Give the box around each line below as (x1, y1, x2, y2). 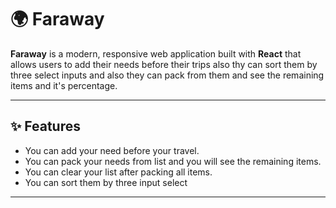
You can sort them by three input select (24, 176, 188, 188)
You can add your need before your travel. (24, 144, 200, 156)
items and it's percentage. (10, 79, 118, 91)
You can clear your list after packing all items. (24, 166, 213, 178)
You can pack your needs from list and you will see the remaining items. (24, 155, 322, 167)
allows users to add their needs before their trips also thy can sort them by (10, 58, 318, 70)
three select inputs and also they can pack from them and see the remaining (10, 69, 325, 81)
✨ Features (10, 118, 81, 135)
